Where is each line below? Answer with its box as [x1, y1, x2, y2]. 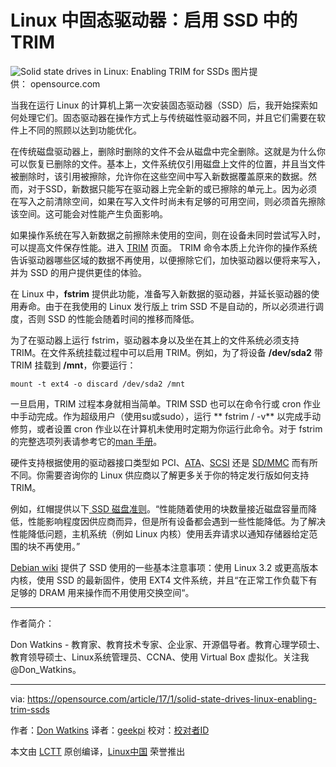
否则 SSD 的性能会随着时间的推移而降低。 [27, 312, 200, 325]
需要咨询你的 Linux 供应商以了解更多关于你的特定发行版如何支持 [44, 469, 310, 481]
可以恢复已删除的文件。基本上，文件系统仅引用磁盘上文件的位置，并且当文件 [10, 157, 326, 170]
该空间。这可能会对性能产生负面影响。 [10, 207, 168, 220]
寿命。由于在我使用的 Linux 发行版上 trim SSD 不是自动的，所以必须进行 [18, 300, 315, 312]
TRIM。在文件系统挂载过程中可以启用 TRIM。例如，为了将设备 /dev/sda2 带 [10, 346, 323, 358]
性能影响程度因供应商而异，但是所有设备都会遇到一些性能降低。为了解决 [27, 515, 326, 527]
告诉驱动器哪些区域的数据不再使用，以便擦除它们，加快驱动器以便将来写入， [10, 254, 326, 266]
